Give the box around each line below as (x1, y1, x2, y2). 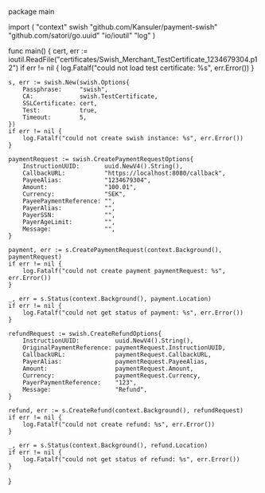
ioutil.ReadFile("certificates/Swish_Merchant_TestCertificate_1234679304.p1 (8, 55, 258, 64)
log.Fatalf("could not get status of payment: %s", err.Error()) (22, 309, 244, 317)
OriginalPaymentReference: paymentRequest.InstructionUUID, (22, 344, 226, 352)
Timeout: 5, (22, 113, 88, 121)
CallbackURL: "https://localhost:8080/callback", (22, 169, 226, 177)
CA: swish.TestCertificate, (22, 93, 158, 101)
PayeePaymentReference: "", (22, 197, 115, 205)
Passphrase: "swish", (22, 85, 109, 93)
